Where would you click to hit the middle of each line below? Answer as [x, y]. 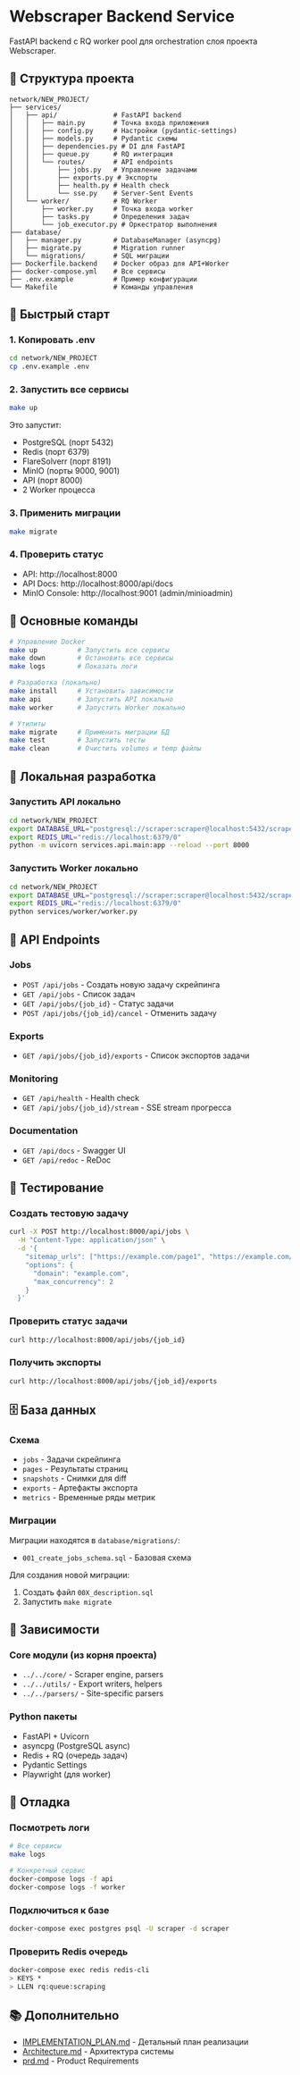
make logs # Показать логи [74, 667]
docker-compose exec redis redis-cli [79, 1970]
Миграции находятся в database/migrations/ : [95, 1540]
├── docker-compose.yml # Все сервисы [87, 271]
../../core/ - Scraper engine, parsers [92, 1675]
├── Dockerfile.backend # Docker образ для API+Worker [119, 264]
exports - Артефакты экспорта [80, 1488]
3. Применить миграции [65, 513]
